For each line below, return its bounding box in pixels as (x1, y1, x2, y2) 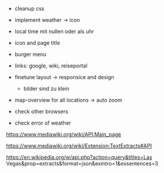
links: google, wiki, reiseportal (14, 62, 87, 69)
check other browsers (14, 108, 68, 115)
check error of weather (14, 119, 71, 126)
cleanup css (14, 5, 45, 12)
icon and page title (14, 40, 60, 46)
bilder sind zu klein (23, 85, 70, 92)
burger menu (14, 51, 47, 58)
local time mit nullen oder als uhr (14, 28, 94, 35)
